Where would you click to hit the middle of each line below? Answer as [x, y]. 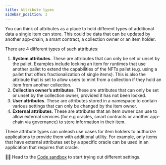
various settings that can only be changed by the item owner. [75, 106]
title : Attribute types [30, 10]
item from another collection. [42, 84]
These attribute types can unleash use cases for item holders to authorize [81, 131]
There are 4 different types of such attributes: [52, 49]
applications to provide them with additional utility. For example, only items [81, 137]
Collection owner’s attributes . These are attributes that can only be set [85, 90]
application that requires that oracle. [42, 147]
